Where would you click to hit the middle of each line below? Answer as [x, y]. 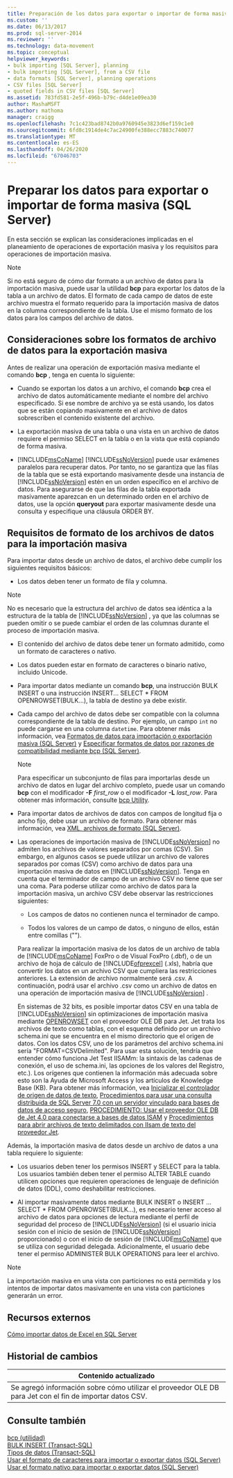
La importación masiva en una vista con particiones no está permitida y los [114, 1281]
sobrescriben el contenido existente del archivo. [86, 417]
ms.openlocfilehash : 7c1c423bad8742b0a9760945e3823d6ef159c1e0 [101, 123]
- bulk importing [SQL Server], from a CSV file [79, 72]
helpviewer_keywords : [38, 59]
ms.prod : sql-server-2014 [44, 33]
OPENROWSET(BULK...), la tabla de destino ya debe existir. [102, 700]
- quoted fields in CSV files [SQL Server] [71, 91]
